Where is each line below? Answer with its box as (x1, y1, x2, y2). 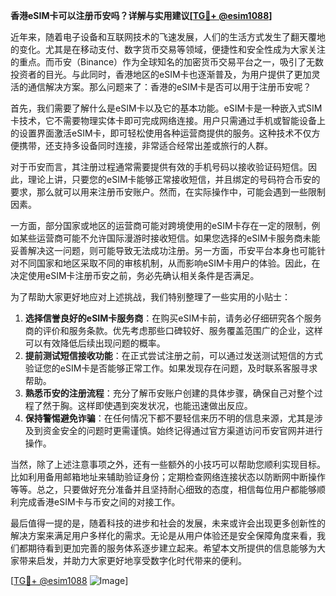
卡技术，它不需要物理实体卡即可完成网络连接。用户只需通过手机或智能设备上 (10, 115, 326, 126)
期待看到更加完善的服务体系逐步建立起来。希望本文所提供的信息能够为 (27, 542, 317, 554)
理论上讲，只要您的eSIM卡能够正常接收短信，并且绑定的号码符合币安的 (27, 174, 321, 185)
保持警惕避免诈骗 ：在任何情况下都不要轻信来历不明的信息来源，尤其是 (24, 412, 315, 424)
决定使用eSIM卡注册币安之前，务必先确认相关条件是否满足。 (10, 270, 260, 281)
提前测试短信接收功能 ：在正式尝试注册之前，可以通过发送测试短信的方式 (24, 350, 323, 361)
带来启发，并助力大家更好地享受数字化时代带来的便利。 (18, 555, 247, 566)
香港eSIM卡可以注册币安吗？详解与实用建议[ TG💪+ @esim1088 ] (10, 10, 273, 21)
